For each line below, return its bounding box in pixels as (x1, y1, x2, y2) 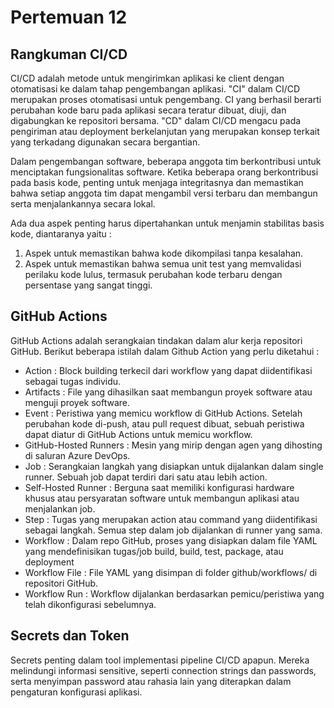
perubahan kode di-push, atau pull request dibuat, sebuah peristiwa (24, 417, 305, 430)
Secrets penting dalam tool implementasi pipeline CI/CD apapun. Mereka (10, 654, 310, 666)
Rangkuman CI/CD (10, 46, 128, 63)
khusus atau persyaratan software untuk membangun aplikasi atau (24, 492, 300, 504)
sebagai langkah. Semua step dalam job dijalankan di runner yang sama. (24, 524, 323, 536)
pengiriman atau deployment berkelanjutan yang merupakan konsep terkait (10, 126, 320, 137)
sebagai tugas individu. (24, 375, 122, 387)
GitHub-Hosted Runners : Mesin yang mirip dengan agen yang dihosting (24, 439, 323, 451)
